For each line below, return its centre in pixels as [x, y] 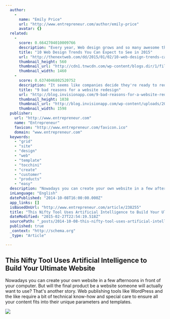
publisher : [21, 113]
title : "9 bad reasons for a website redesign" [70, 90]
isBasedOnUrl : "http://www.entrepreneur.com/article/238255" [76, 207]
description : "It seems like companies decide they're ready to [88, 85]
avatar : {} [30, 29]
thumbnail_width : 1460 [42, 71]
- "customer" [28, 174]
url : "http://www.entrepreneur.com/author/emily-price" [79, 24]
